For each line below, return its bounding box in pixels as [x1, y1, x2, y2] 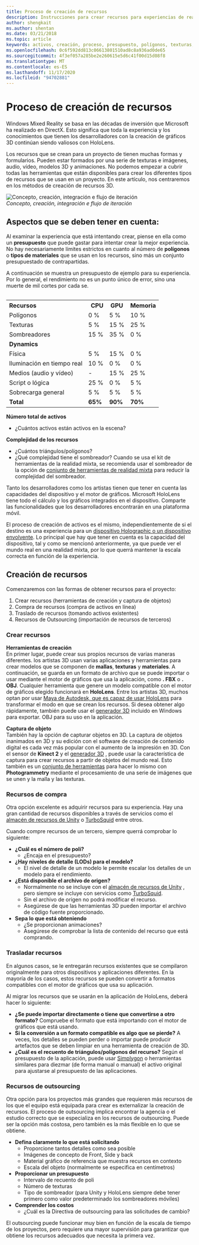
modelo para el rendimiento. [23, 871, 93, 878]
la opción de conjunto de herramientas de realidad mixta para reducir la [14, 466, 190, 474]
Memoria [130, 301, 156, 309]
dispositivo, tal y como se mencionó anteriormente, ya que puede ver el [6, 539, 181, 547]
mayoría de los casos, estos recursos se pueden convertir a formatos [6, 974, 176, 982]
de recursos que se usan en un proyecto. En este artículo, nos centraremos [6, 176, 190, 183]
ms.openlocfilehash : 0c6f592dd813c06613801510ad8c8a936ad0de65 [6, 47, 166, 53]
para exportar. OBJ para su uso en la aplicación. [6, 713, 124, 720]
